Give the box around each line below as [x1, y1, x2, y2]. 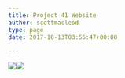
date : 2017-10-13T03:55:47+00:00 [8, 33, 118, 41]
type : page [8, 26, 44, 34]
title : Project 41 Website [8, 11, 97, 19]
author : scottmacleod [8, 19, 79, 27]
